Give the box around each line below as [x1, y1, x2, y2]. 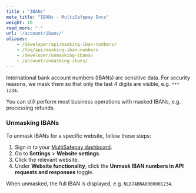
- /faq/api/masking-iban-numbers [16, 47, 99, 53]
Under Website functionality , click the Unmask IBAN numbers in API [14, 162, 184, 169]
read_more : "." [6, 25, 44, 31]
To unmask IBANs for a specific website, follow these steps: [6, 132, 151, 139]
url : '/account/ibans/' [6, 31, 65, 36]
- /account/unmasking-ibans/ [16, 58, 88, 64]
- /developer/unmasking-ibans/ [16, 52, 94, 58]
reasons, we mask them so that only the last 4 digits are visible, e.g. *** [6, 80, 180, 87]
